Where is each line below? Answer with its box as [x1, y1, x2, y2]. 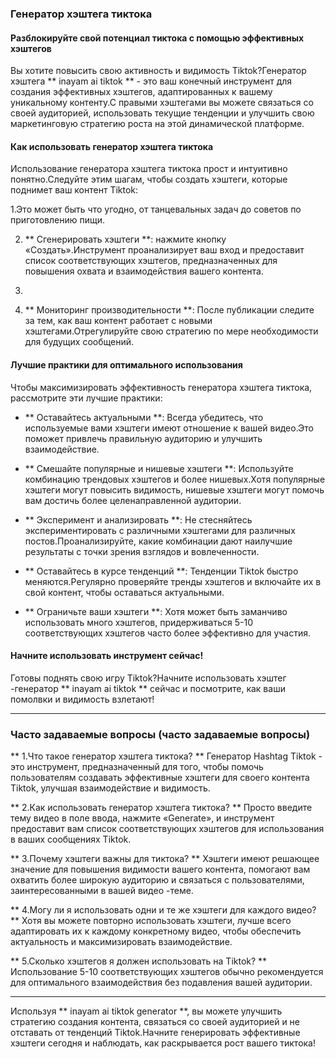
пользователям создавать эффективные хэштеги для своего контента [10, 772, 310, 784]
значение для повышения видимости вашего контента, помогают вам [10, 863, 311, 876]
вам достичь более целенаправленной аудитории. [24, 494, 242, 506]
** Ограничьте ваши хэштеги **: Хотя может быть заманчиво [24, 605, 288, 617]
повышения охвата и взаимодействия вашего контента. [24, 265, 264, 277]
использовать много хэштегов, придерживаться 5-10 [24, 616, 254, 628]
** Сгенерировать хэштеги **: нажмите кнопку [24, 233, 227, 246]
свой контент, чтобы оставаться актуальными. [24, 586, 225, 598]
